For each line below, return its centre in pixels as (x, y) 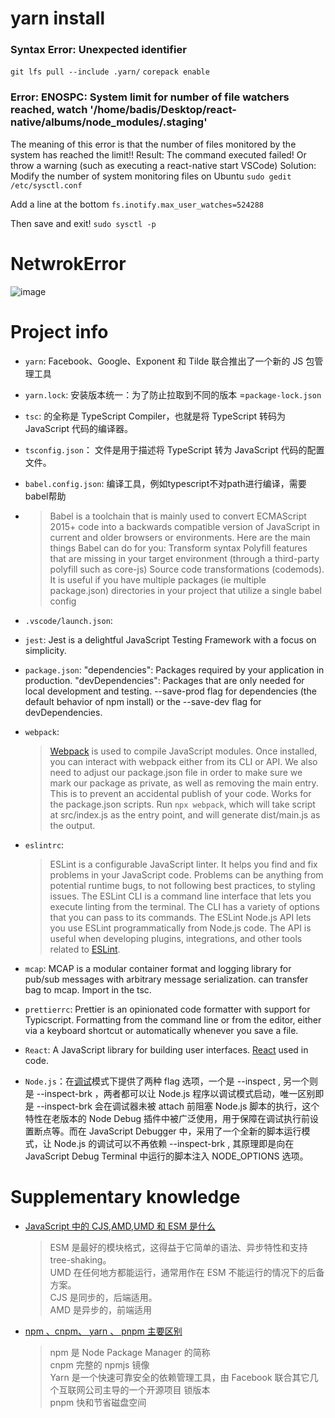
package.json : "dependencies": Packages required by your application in (174, 669)
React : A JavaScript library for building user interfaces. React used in (166, 1049)
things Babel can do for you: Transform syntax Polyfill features (178, 548)
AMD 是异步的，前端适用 (100, 1309)
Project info (59, 331)
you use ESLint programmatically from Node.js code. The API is (180, 928)
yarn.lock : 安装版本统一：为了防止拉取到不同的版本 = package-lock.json (173, 394)
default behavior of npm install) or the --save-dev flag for (143, 701)
